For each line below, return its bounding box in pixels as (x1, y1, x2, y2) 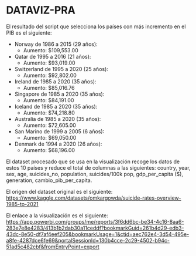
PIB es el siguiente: (6, 29, 52, 36)
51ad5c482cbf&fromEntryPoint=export (6, 243, 99, 250)
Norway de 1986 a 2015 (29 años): (14, 41, 98, 48)
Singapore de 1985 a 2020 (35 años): (14, 90, 105, 97)
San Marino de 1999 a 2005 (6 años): (14, 127, 105, 135)
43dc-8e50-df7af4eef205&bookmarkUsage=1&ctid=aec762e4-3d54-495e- (6, 230, 190, 238)
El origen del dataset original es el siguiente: (6, 188, 113, 195)
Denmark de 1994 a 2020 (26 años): (14, 140, 102, 147)
